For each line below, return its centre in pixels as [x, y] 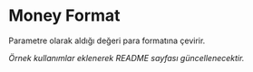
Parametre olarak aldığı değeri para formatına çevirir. [107, 40]
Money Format [64, 16]
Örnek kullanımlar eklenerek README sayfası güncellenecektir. [126, 58]
